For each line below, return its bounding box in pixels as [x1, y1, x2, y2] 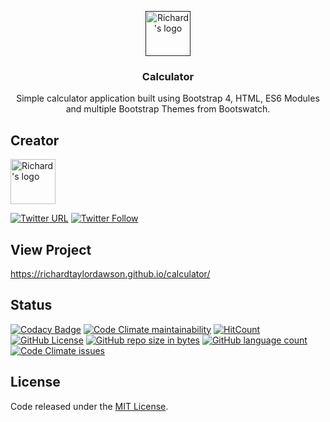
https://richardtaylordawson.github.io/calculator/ [10, 267, 211, 280]
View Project [10, 241, 92, 258]
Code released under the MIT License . [10, 400, 169, 412]
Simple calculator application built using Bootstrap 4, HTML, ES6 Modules [16, 92, 320, 105]
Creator [10, 132, 60, 149]
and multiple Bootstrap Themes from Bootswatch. [65, 103, 271, 115]
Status [10, 297, 53, 314]
